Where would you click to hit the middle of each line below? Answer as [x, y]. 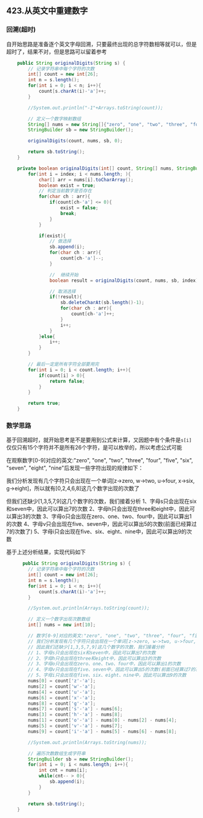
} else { [47, 336]
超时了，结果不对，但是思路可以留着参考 [56, 52]
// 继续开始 [64, 274]
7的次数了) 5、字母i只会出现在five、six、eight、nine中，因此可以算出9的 [97, 531]
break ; [69, 213]
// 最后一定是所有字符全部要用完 [64, 364]
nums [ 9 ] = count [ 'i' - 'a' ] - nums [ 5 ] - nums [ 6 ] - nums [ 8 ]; [102, 731]
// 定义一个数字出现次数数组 [59, 619]
